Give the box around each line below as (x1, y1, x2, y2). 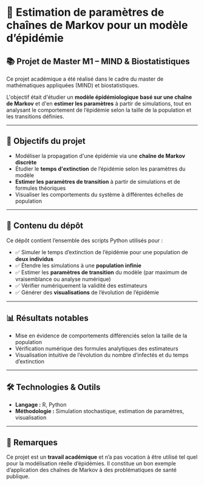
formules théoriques (15, 184, 66, 192)
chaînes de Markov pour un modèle (6, 18, 188, 32)
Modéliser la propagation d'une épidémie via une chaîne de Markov (15, 152, 185, 160)
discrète (15, 158, 37, 166)
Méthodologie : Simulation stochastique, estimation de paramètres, (15, 408, 185, 415)
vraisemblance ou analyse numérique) (15, 275, 111, 283)
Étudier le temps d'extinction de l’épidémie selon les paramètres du (15, 165, 186, 172)
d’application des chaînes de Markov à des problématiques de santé (6, 467, 177, 474)
